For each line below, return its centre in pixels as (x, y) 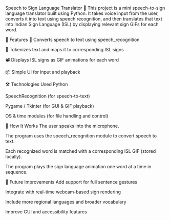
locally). (14, 157)
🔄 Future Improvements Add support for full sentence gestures (71, 182)
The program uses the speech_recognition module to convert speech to (81, 136)
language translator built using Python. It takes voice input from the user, (82, 13)
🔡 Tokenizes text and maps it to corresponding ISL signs (65, 49)
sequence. (17, 172)
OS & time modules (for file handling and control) (57, 116)
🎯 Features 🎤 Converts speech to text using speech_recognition (72, 39)
